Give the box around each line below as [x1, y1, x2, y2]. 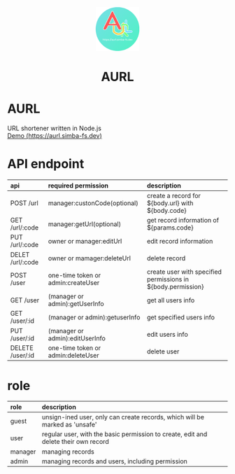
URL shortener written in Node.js [7, 124, 101, 132]
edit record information [146, 237, 213, 245]
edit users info [146, 330, 189, 339]
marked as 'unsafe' [41, 420, 97, 428]
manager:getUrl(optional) [48, 220, 121, 228]
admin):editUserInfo [48, 334, 106, 342]
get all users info [146, 295, 195, 304]
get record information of [146, 216, 219, 225]
